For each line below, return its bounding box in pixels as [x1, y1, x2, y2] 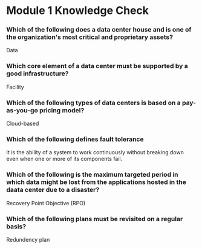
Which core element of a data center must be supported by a [6, 62, 189, 70]
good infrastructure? [6, 69, 69, 78]
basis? [6, 222, 26, 231]
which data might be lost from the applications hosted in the [6, 178, 186, 186]
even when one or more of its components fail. [6, 155, 123, 163]
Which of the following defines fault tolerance [6, 135, 144, 143]
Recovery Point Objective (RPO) [6, 199, 86, 206]
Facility [6, 83, 24, 90]
